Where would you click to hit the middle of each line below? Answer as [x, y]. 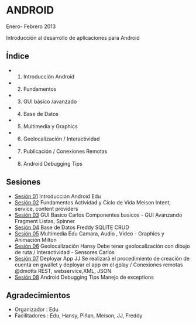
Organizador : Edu [36, 309]
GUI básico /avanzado [50, 101]
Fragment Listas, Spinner [45, 221]
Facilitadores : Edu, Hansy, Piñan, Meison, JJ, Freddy [78, 316]
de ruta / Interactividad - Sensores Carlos [65, 252]
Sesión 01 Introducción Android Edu [58, 196]
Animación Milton [35, 240]
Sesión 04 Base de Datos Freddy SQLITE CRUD [72, 227]
